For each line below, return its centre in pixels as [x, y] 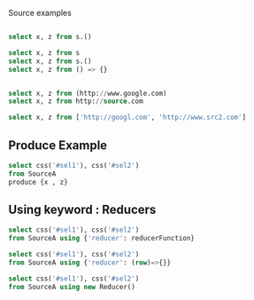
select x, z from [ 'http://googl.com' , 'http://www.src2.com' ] [127, 118]
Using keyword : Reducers [82, 209]
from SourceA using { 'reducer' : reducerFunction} [102, 239]
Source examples [40, 13]
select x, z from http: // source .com [76, 101]
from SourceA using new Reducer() [72, 287]
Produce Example [58, 145]
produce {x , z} [38, 182]
